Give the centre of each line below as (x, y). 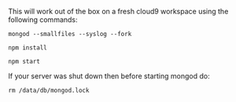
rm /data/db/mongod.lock (49, 90)
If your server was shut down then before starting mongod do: (109, 76)
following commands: (43, 20)
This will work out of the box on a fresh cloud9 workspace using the (118, 11)
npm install (28, 48)
